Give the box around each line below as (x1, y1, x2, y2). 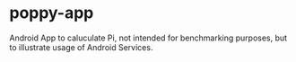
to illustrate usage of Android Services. (9, 41, 153, 52)
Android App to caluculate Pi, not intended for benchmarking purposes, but (9, 32, 288, 43)
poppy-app (9, 3, 94, 23)
